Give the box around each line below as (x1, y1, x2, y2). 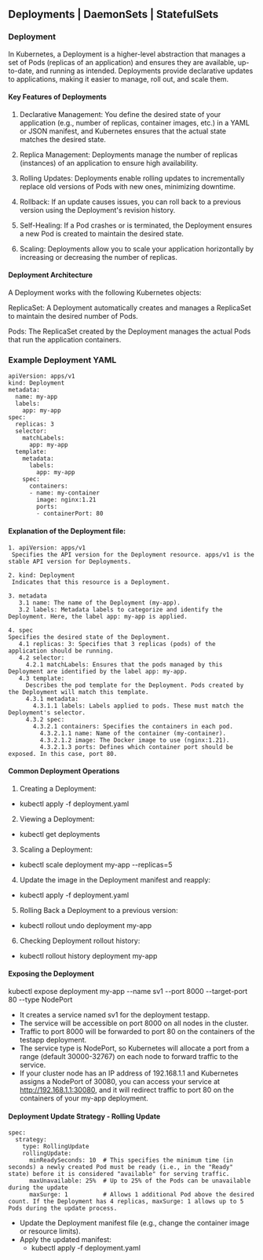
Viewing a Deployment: (19, 814, 95, 824)
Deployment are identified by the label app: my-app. (8, 667, 188, 675)
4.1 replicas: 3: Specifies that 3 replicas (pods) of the (18, 640, 216, 648)
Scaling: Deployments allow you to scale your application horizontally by (19, 244, 254, 254)
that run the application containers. (8, 335, 122, 345)
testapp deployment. (19, 1035, 87, 1044)
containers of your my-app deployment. (19, 1094, 149, 1103)
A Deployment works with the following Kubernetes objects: (8, 288, 202, 298)
